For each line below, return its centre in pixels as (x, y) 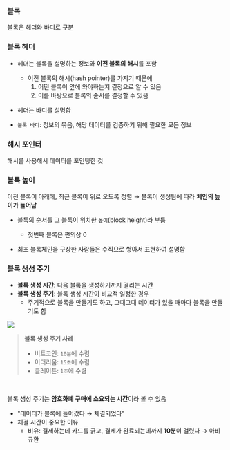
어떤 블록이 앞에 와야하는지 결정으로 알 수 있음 (99, 86)
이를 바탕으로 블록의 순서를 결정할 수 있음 (93, 95)
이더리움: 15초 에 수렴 (62, 362)
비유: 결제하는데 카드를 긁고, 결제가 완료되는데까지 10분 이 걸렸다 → (117, 431)
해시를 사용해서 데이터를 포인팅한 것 (55, 160)
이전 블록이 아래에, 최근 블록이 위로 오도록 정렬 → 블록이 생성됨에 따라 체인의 (110, 197)
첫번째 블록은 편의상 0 (57, 235)
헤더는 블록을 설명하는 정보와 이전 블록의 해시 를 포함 (87, 63)
